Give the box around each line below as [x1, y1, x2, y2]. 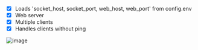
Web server [14, 12, 44, 19]
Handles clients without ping [14, 25, 86, 32]
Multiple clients [14, 18, 53, 26]
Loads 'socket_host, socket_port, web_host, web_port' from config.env [14, 5, 192, 12]
